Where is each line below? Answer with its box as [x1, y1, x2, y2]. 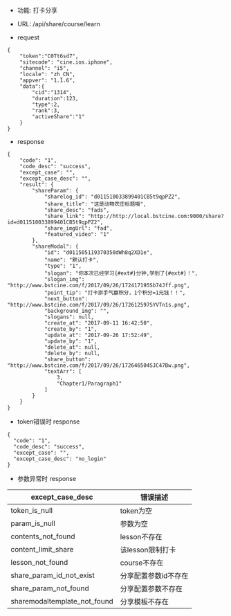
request [17, 33, 39, 42]
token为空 [120, 506, 153, 516]
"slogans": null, [44, 314, 95, 320]
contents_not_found [10, 532, 75, 541]
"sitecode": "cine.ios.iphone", [19, 59, 113, 66]
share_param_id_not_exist [10, 570, 95, 580]
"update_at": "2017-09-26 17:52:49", [44, 332, 154, 338]
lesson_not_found [10, 558, 68, 567]
